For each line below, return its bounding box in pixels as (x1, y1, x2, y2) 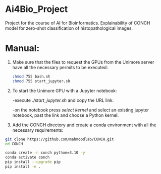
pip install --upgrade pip (5, 160, 61, 165)
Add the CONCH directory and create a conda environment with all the (12, 122, 157, 128)
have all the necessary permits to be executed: (12, 64, 108, 70)
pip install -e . (5, 164, 41, 169)
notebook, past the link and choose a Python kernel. (12, 112, 119, 118)
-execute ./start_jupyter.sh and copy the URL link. (12, 97, 114, 103)
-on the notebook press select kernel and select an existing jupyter (12, 107, 149, 113)
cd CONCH (5, 141, 23, 146)
